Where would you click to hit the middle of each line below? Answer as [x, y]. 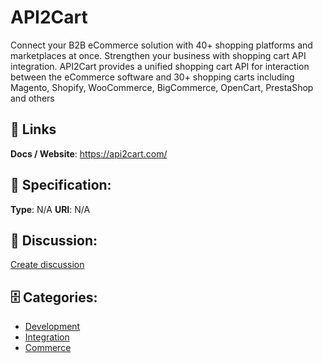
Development [52, 327]
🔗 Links [33, 129]
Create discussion [47, 265]
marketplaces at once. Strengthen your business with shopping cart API [158, 55]
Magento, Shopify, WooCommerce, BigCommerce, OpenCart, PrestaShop [162, 87]
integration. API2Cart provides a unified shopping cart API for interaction [160, 66]
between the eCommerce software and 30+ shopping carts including [152, 77]
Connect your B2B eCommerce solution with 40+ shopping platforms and [161, 45]
